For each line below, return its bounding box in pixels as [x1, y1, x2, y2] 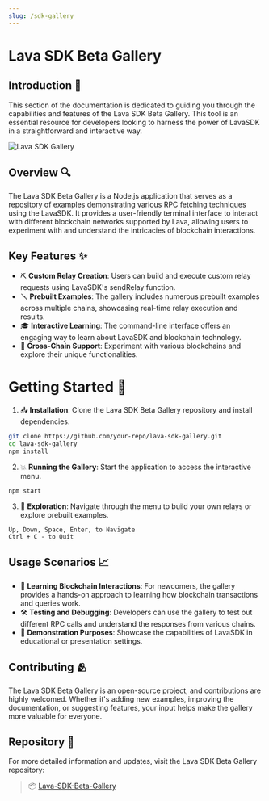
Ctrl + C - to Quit [8, 532, 74, 541]
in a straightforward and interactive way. [8, 126, 143, 136]
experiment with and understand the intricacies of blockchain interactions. [8, 225, 256, 235]
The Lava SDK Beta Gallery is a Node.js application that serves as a [8, 191, 233, 201]
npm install [8, 447, 48, 455]
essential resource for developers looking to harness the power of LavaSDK [8, 117, 260, 127]
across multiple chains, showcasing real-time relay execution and [19, 304, 238, 313]
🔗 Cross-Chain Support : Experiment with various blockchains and [19, 341, 242, 351]
